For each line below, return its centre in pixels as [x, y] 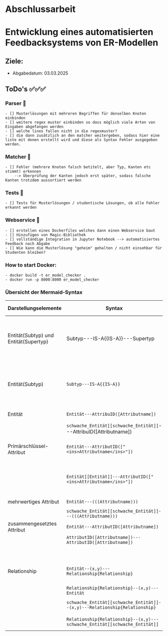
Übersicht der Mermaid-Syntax [44, 292]
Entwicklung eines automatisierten [79, 32]
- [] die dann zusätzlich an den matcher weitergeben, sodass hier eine [82, 135]
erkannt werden [21, 208]
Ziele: [14, 61]
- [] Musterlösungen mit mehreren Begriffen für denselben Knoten [76, 114]
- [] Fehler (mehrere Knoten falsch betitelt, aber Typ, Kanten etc [78, 167]
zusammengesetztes [32, 524]
